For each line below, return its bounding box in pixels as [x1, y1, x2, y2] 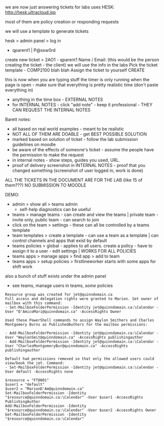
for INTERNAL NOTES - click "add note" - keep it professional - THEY [12, 102, 153, 107]
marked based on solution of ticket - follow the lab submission [12, 137, 138, 142]
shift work [12, 264, 33, 269]
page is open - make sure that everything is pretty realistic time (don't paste [5, 82, 159, 88]
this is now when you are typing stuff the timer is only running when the [5, 77, 150, 82]
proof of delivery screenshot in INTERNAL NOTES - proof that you [12, 163, 146, 168]
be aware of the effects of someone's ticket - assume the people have [12, 147, 154, 152]
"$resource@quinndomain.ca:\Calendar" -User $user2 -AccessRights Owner [5, 408, 157, 413]
